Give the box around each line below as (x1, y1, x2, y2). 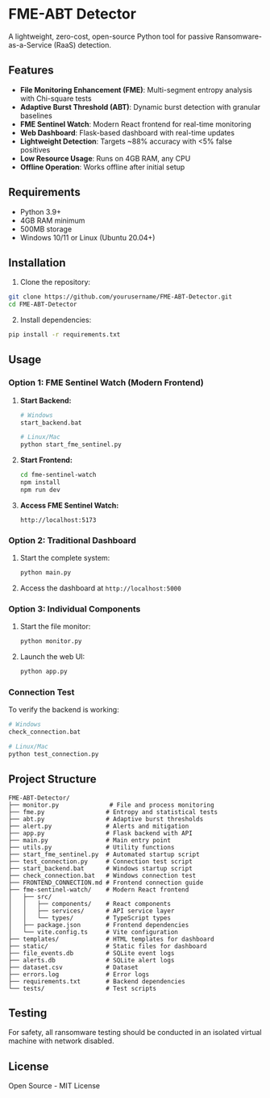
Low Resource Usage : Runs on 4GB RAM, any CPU (19, 153, 191, 163)
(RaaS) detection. (53, 40, 111, 49)
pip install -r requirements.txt (8, 331, 121, 339)
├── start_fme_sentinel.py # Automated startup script (8, 850, 200, 858)
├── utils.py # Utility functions (8, 843, 175, 851)
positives (19, 144, 51, 154)
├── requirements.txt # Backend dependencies (8, 977, 185, 985)
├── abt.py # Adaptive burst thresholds (8, 815, 204, 823)
